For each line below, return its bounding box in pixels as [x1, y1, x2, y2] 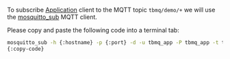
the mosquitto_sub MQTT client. [7, 13, 98, 21]
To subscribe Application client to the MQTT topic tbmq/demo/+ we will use [7, 6, 216, 14]
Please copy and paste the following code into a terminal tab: [7, 26, 179, 34]
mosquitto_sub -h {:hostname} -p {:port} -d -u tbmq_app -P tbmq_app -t [7, 39, 219, 46]
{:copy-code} [7, 45, 44, 52]
